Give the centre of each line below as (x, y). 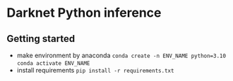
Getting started (41, 39)
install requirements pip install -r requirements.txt (95, 70)
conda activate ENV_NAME (53, 64)
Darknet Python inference (84, 13)
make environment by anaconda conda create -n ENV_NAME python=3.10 (121, 55)
